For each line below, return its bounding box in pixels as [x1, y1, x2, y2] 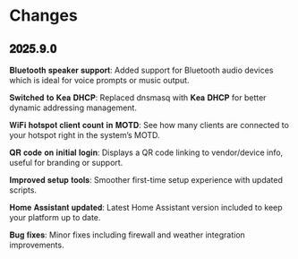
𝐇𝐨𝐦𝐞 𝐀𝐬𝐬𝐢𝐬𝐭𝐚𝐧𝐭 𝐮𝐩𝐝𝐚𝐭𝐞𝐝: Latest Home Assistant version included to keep [9, 203, 284, 212]
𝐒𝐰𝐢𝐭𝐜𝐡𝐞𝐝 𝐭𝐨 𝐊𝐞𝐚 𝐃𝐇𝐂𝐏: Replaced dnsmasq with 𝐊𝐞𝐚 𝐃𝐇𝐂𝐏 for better [9, 92, 267, 103]
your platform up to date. [9, 212, 101, 222]
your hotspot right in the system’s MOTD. [9, 130, 160, 140]
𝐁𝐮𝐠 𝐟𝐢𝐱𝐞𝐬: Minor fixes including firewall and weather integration [9, 229, 246, 240]
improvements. [9, 239, 64, 250]
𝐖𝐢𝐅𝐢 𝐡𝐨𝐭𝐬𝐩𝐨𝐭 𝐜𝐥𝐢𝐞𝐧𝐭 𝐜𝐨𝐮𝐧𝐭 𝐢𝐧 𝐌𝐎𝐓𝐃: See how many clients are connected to [9, 120, 289, 130]
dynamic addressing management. [9, 102, 137, 113]
